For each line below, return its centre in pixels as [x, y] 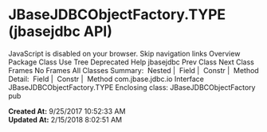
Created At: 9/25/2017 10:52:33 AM [67, 111]
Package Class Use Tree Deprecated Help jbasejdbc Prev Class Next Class [132, 62]
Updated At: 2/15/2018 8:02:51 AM [65, 119]
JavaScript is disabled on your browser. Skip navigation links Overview [124, 53]
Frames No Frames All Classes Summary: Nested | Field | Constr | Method [133, 70]
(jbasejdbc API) [61, 31]
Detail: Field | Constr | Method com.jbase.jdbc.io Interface [106, 79]
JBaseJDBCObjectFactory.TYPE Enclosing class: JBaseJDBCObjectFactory [132, 87]
